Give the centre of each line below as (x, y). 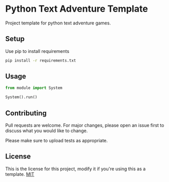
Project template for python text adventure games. (58, 23)
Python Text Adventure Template (77, 9)
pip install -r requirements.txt (41, 60)
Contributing (26, 113)
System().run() (21, 97)
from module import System (34, 88)
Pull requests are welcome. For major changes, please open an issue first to (85, 125)
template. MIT (20, 174)
